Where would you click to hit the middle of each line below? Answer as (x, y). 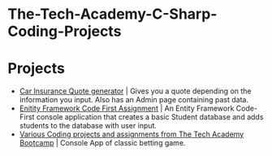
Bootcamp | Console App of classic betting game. (102, 143)
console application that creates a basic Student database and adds (150, 117)
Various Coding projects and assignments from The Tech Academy (132, 134)
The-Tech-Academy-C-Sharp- (112, 14)
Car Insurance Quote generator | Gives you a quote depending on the (136, 91)
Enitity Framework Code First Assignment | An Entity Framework (127, 108)
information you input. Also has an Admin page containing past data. (134, 100)
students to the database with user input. (88, 126)
